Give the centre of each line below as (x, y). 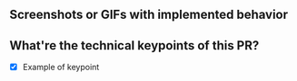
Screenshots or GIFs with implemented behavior (149, 15)
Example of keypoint (61, 67)
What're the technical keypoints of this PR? (134, 45)
